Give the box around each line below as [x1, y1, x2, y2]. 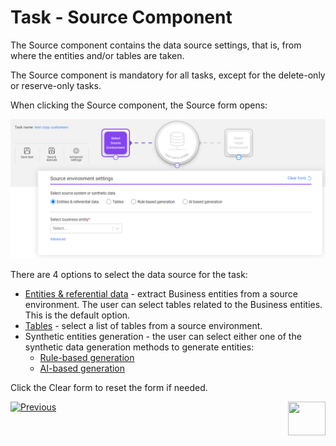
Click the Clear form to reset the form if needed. [10, 382, 208, 394]
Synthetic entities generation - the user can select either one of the [24, 331, 302, 343]
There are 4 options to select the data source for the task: [10, 269, 248, 281]
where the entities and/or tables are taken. [10, 49, 185, 61]
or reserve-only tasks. [10, 79, 102, 91]
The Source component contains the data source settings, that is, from [10, 39, 302, 51]
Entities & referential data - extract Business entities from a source [24, 288, 298, 300]
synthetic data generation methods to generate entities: [24, 341, 255, 353]
